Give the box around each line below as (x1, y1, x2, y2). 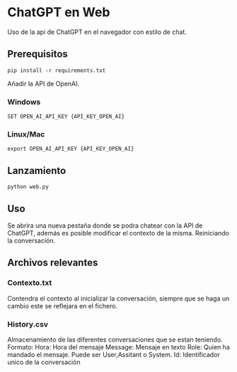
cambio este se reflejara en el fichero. (7, 301, 118, 310)
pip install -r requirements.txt (7, 66, 106, 74)
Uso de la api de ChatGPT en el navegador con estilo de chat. (7, 28, 187, 36)
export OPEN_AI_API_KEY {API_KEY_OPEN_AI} (7, 146, 134, 153)
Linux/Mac (7, 129, 45, 139)
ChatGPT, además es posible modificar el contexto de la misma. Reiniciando (7, 228, 230, 237)
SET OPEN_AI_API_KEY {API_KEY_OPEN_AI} (7, 113, 125, 120)
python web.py (7, 183, 50, 191)
